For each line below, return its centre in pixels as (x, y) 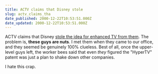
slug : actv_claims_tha (28, 14)
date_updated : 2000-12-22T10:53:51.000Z (46, 23)
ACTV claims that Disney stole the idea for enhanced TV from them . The (77, 37)
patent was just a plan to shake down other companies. (60, 57)
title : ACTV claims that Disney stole (44, 9)
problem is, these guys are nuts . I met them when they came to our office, (79, 42)
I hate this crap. (21, 67)
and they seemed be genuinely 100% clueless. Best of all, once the (72, 47)
